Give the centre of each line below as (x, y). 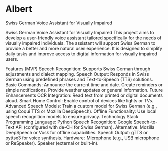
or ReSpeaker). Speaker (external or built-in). (52, 143)
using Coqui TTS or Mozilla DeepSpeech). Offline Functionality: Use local (81, 111)
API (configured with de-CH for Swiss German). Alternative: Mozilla (85, 127)
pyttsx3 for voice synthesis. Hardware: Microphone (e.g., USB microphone (82, 138)
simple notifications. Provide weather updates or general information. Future (84, 90)
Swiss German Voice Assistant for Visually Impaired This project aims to (80, 32)
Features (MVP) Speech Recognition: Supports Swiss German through (78, 69)
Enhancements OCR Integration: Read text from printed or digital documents (84, 95)
